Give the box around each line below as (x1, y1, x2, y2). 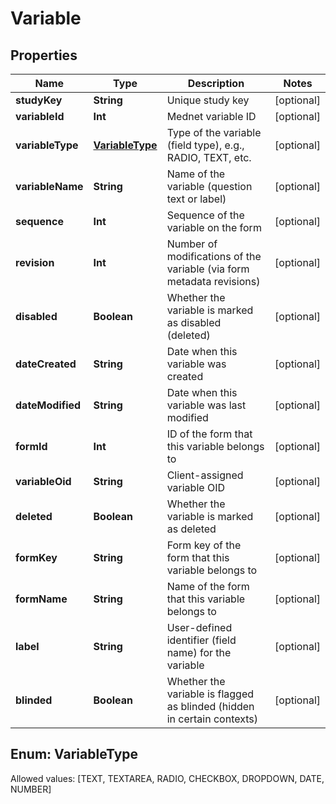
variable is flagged (166, 687, 255, 701)
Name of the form (166, 580, 250, 593)
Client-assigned (166, 468, 244, 482)
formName (15, 592, 68, 606)
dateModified (15, 398, 82, 412)
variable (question (166, 180, 253, 193)
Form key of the (166, 538, 242, 552)
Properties (10, 47, 78, 64)
